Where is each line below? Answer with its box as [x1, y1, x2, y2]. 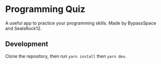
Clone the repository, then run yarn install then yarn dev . [5, 53, 127, 59]
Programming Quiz [5, 3, 86, 15]
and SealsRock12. [5, 25, 42, 31]
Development [5, 40, 49, 48]
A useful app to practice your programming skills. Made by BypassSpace [5, 20, 156, 26]
